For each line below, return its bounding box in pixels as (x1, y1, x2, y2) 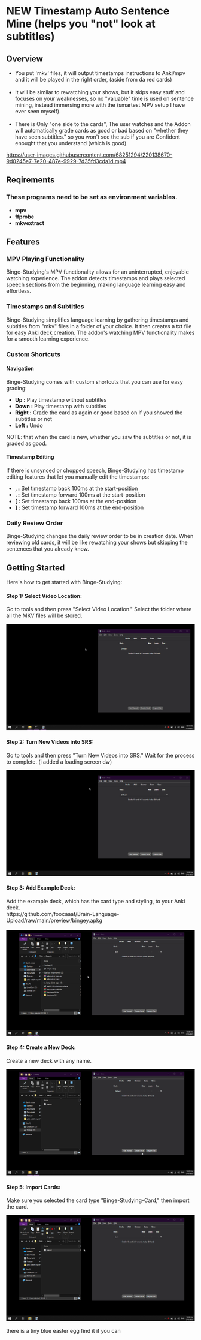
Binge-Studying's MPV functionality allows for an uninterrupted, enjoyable (6, 268, 190, 275)
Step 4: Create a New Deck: (6, 1044, 77, 1051)
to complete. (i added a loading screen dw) (6, 758, 112, 765)
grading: (6, 384, 27, 392)
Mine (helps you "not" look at (6, 17, 156, 31)
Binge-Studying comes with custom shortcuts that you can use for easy (6, 378, 184, 385)
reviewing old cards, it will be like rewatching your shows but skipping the (6, 539, 188, 546)
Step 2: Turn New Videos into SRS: (6, 738, 94, 745)
